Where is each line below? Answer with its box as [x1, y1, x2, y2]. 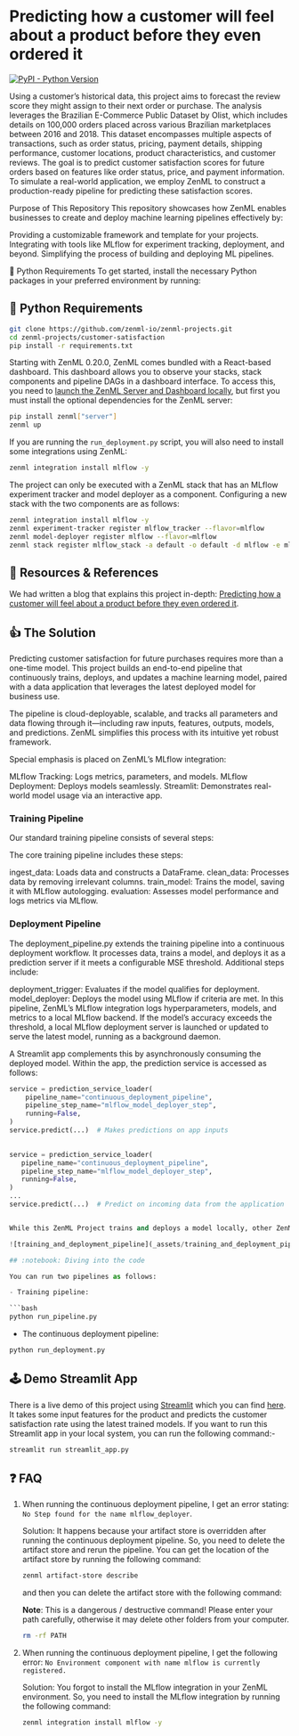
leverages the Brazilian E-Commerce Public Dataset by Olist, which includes [9, 110, 288, 120]
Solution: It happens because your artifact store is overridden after [21, 1526, 267, 1536]
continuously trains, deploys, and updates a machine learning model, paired [9, 672, 287, 683]
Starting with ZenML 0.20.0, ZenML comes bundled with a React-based [9, 357, 271, 368]
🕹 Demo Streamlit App [9, 1372, 138, 1387]
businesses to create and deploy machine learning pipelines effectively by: [9, 212, 283, 223]
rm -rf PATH [21, 1632, 67, 1641]
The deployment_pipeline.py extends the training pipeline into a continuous [9, 938, 285, 949]
